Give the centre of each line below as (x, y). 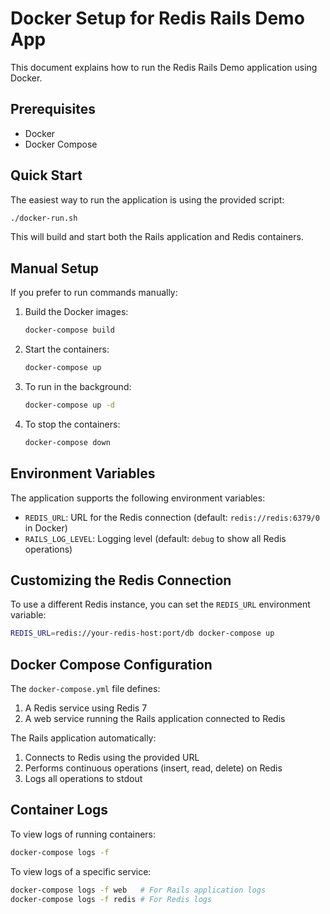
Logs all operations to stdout (83, 779)
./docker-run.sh (44, 218)
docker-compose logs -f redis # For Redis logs (111, 899)
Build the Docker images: (76, 312)
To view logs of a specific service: (81, 871)
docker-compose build (69, 330)
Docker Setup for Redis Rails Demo (157, 18)
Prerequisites (53, 109)
